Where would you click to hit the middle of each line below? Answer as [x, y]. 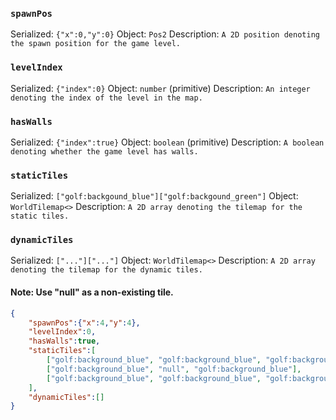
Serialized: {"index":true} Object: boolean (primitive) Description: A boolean [167, 142]
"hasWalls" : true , [64, 341]
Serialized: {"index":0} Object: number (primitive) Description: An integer [160, 88]
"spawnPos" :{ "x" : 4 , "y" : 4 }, [84, 323]
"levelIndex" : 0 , [62, 332]
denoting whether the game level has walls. [104, 151]
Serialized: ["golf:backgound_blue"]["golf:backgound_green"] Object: [154, 196]
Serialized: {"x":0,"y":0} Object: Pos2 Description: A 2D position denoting [165, 34]
